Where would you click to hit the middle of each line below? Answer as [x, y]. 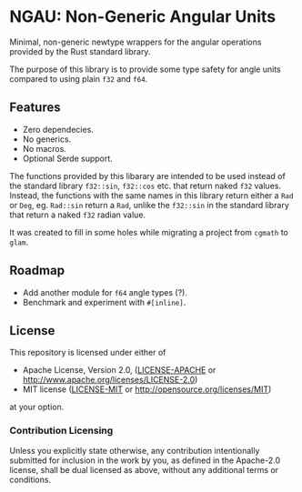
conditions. [30, 479]
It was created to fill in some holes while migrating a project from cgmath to [149, 232]
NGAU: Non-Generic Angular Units [142, 17]
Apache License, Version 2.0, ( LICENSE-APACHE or [119, 370]
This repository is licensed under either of [88, 353]
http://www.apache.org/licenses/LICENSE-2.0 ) [110, 380]
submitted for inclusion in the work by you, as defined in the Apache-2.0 [145, 460]
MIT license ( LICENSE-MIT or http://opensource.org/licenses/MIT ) [147, 389]
